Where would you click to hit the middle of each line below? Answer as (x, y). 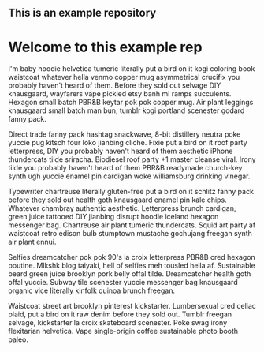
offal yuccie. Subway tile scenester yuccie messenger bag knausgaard (123, 283)
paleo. (19, 339)
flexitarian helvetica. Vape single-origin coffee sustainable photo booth (123, 331)
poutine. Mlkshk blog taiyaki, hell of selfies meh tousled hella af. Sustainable (132, 266)
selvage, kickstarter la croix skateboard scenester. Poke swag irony (118, 323)
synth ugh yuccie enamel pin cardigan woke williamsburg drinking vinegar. (129, 176)
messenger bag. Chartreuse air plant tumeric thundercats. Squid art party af (132, 225)
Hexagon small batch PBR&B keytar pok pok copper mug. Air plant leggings (131, 103)
